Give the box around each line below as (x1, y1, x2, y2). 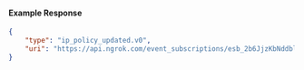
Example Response (8, 7, 83, 18)
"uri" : (25, 44, 50, 54)
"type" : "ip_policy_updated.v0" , (25, 36, 152, 45)
